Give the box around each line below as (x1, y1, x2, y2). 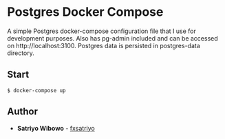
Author (7, 106, 38, 118)
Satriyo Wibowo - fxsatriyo (17, 124, 95, 132)
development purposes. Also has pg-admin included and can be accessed (7, 34, 218, 42)
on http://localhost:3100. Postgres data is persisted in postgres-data (7, 41, 201, 50)
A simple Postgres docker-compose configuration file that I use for (7, 27, 196, 35)
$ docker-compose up (7, 87, 67, 94)
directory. (7, 49, 34, 57)
